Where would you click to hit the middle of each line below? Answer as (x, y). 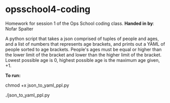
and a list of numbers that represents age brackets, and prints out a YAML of (85, 44)
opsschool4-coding (48, 9)
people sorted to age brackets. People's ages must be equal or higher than (83, 49)
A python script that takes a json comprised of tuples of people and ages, (82, 39)
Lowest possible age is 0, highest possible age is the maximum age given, (82, 60)
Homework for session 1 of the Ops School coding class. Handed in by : (80, 23)
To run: (13, 75)
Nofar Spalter (19, 28)
